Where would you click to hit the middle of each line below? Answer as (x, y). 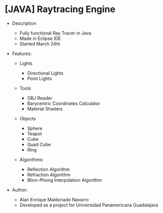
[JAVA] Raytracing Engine (60, 9)
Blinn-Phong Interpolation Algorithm (64, 180)
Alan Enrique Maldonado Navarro (54, 199)
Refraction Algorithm (49, 175)
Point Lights (39, 78)
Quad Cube (39, 144)
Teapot (35, 134)
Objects (28, 118)
